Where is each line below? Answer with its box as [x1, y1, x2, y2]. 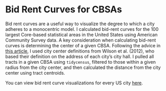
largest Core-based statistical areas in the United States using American [5, 31, 158, 38]
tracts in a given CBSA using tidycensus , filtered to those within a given [5, 59, 156, 65]
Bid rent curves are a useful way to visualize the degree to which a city [5, 21, 155, 27]
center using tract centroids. [5, 69, 66, 76]
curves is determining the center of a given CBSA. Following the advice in [5, 42, 161, 48]
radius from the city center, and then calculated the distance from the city [5, 64, 161, 70]
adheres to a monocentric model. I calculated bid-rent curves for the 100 [5, 26, 159, 32]
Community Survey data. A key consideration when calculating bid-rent [5, 37, 156, 43]
